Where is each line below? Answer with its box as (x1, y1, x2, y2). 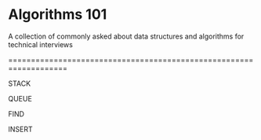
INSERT (8, 124, 33, 134)
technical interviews (8, 39, 73, 49)
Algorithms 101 (8, 6, 107, 24)
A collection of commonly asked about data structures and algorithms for (8, 31, 245, 41)
